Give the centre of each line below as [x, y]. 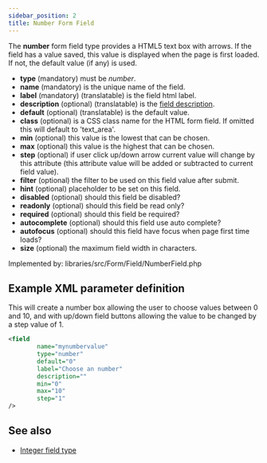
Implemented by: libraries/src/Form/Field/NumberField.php [105, 263]
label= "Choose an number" [80, 369]
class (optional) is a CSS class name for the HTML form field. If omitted [137, 121]
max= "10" [51, 391]
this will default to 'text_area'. [68, 129]
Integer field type [48, 450]
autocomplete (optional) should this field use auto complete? [120, 222]
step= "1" [51, 399]
